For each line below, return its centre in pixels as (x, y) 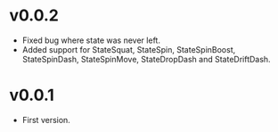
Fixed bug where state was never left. (91, 40)
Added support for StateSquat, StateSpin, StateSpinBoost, (129, 49)
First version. (46, 120)
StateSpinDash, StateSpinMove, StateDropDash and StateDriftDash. (146, 59)
